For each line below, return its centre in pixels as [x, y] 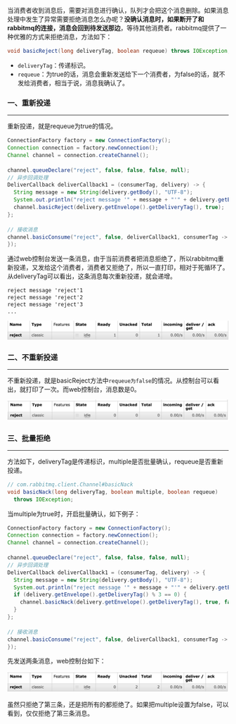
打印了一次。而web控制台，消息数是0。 [83, 389]
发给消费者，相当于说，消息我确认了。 [73, 82]
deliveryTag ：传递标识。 [53, 65]
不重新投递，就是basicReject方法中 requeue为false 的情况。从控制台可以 [110, 380]
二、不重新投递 [33, 357]
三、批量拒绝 [29, 438]
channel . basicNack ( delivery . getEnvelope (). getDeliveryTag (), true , [120, 602]
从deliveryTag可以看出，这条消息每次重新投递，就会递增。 [92, 276]
